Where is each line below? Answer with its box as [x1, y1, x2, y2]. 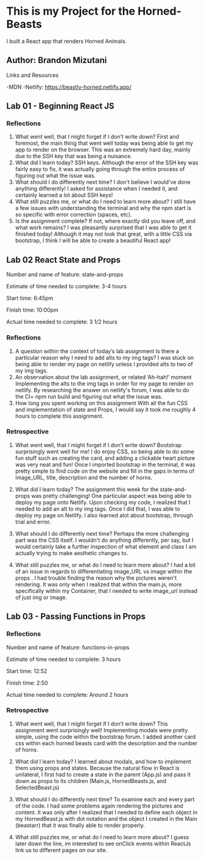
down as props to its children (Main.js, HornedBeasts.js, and [15, 777, 166, 784]
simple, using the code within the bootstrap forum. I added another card [15, 733, 196, 740]
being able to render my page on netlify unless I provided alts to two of [15, 360, 193, 368]
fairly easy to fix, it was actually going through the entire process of [15, 166, 185, 173]
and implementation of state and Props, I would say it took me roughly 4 [15, 406, 196, 413]
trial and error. [15, 518, 51, 525]
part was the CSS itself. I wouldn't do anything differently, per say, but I [15, 536, 194, 544]
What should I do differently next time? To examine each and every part [15, 795, 195, 803]
